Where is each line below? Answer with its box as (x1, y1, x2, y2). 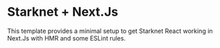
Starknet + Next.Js (7, 4, 119, 20)
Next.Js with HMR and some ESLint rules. (7, 34, 126, 42)
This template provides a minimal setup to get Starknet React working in (7, 27, 213, 35)
